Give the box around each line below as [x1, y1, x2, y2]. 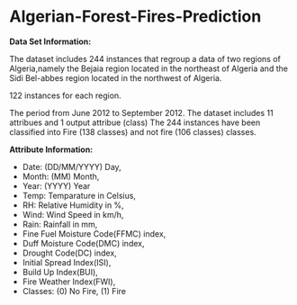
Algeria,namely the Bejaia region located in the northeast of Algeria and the [9, 63, 288, 74]
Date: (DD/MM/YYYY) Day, [22, 161, 121, 172]
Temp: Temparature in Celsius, [22, 190, 137, 201]
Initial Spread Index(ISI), [22, 256, 112, 267]
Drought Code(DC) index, [22, 247, 117, 258]
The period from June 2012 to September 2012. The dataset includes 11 [9, 107, 274, 118]
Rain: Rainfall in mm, [22, 219, 98, 229]
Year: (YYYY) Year [22, 180, 91, 191]
